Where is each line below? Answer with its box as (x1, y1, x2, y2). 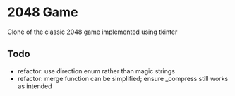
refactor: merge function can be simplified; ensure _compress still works (17, 74, 229, 83)
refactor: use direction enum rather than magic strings (17, 66, 175, 75)
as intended (17, 82, 52, 90)
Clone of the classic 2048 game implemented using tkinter (7, 28, 178, 36)
